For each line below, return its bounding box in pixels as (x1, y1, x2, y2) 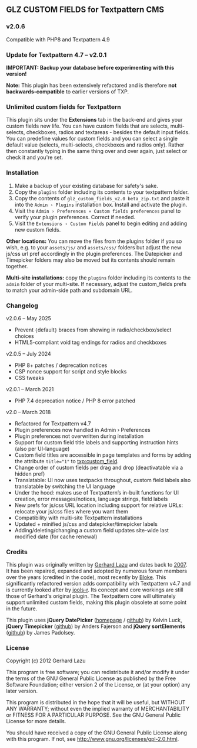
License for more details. (6, 718, 66, 725)
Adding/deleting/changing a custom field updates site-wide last (14, 526, 169, 534)
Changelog (6, 301, 38, 310)
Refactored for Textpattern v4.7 (14, 419, 91, 427)
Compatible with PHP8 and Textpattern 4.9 (6, 35, 110, 43)
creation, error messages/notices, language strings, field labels (14, 495, 168, 502)
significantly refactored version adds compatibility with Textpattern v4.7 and (6, 580, 191, 587)
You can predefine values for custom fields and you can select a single (6, 135, 178, 142)
